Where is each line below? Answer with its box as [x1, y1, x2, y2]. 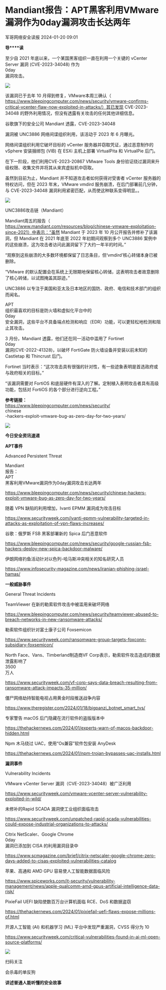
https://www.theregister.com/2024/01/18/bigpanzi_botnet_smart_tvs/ [5, 705, 146, 711]
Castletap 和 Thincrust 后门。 [5, 353, 65, 359]
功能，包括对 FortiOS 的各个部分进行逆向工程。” [5, 386, 101, 392]
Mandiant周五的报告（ [5, 218, 50, 224]
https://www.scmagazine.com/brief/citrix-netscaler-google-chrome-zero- [5, 853, 156, 858]
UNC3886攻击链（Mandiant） [5, 207, 67, 213]
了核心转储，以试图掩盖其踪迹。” [5, 275, 70, 281]
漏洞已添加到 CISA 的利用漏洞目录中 [5, 843, 79, 849]
